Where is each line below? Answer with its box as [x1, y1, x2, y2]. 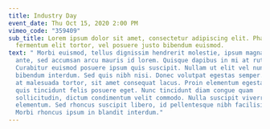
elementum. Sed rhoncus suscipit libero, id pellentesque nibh [15, 101, 231, 109]
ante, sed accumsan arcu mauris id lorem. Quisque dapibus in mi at [15, 57, 250, 65]
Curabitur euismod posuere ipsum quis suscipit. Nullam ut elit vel [15, 64, 250, 72]
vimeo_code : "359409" [8, 26, 81, 34]
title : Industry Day [8, 11, 78, 20]
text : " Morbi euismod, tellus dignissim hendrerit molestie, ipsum [8, 49, 243, 57]
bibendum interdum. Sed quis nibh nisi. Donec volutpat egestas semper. [15, 71, 264, 79]
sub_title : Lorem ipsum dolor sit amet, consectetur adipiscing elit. [8, 34, 250, 42]
